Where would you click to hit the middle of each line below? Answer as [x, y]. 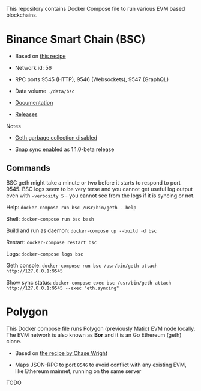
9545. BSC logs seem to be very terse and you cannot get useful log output [100, 189]
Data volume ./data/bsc [45, 91]
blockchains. [22, 15]
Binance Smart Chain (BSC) [76, 39]
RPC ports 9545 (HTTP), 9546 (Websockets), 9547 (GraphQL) [92, 79]
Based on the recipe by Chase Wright [61, 353]
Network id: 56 [33, 67]
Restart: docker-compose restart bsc [52, 242]
